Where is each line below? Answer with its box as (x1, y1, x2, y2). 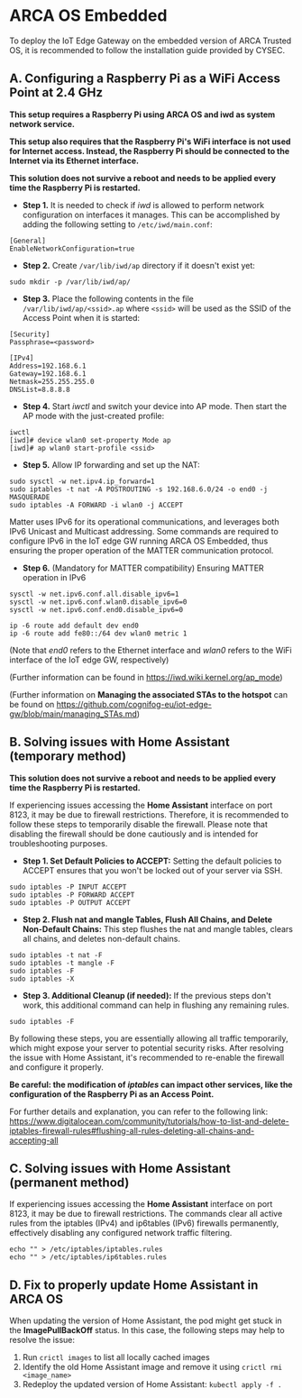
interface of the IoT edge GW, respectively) (9, 654, 169, 665)
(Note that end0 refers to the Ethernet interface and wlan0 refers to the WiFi (9, 644, 292, 655)
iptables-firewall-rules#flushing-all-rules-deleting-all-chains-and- (9, 1125, 255, 1136)
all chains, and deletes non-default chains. (22, 933, 180, 944)
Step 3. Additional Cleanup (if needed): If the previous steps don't (22, 990, 272, 1001)
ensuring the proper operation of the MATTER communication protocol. (9, 544, 274, 555)
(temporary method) (9, 749, 127, 764)
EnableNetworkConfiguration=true (9, 244, 135, 253)
